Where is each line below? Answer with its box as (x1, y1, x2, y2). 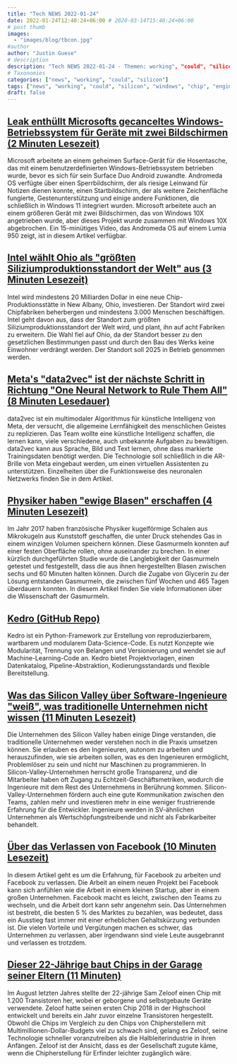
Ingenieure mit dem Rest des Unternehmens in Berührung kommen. (7, 783, 203, 791)
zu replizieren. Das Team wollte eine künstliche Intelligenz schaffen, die (7, 429, 215, 438)
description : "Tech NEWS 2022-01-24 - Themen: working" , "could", (7, 63, 207, 70)
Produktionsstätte (7, 300, 59, 308)
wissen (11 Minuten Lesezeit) (7, 711, 136, 723)
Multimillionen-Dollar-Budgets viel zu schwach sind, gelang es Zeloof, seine (7, 1026, 228, 1034)
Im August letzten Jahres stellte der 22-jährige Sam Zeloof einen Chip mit (7, 988, 221, 997)
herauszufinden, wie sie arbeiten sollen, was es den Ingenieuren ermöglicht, (7, 753, 229, 761)
